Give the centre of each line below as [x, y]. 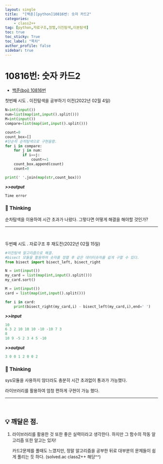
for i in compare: [24, 146]
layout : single [20, 10]
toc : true [15, 32]
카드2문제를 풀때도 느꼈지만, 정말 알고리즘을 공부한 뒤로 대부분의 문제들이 [81, 451]
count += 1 [40, 160]
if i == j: [31, 155]
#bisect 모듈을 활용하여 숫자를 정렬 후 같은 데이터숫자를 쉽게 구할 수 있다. [72, 257]
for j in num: [28, 151]
